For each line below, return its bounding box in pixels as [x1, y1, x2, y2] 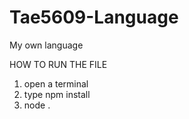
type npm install [23, 88, 91, 100]
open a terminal [23, 77, 89, 90]
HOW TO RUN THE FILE [9, 58, 108, 70]
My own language [9, 39, 84, 51]
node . [23, 99, 51, 111]
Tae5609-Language [9, 6, 179, 29]
